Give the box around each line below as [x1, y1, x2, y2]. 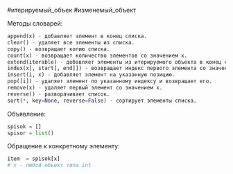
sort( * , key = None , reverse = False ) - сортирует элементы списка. [7, 97, 197, 104]
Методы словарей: [7, 19, 63, 27]
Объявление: [7, 110, 46, 118]
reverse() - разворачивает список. [7, 90, 110, 98]
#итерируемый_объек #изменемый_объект [7, 6, 137, 14]
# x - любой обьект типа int [7, 162, 92, 169]
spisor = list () [7, 130, 54, 137]
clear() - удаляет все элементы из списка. [7, 39, 135, 46]
